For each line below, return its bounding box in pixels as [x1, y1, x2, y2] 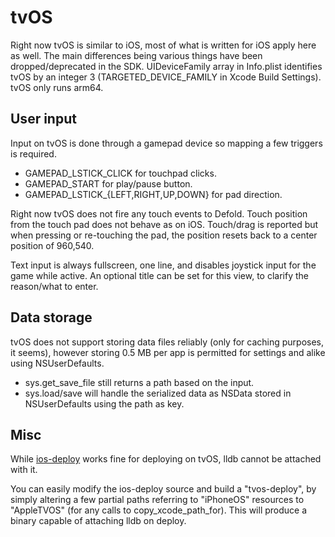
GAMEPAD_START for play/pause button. [24, 177, 193, 190]
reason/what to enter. [10, 280, 99, 292]
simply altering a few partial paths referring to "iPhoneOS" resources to [10, 494, 305, 506]
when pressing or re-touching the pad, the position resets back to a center [10, 229, 318, 241]
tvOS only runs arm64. [10, 81, 104, 93]
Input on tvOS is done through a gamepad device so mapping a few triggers [10, 137, 323, 149]
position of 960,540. [10, 239, 95, 251]
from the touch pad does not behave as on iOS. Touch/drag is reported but [10, 218, 319, 230]
